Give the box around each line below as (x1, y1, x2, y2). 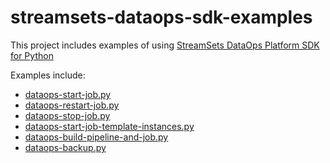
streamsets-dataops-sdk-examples (10, 6, 313, 29)
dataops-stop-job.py (24, 109, 111, 121)
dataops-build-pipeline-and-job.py (24, 131, 169, 143)
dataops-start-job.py (24, 88, 112, 100)
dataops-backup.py (24, 141, 107, 153)
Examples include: (10, 69, 86, 81)
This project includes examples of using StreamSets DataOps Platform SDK (10, 39, 320, 51)
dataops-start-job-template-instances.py (24, 120, 195, 132)
